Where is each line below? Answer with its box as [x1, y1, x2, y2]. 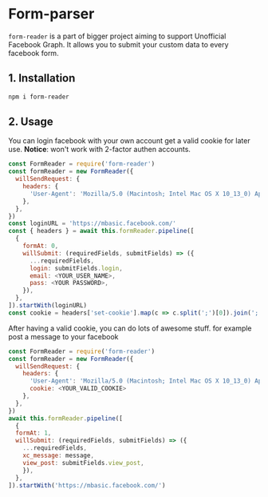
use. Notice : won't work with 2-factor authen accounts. [8, 145, 191, 154]
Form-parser [8, 5, 95, 23]
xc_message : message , [22, 451, 94, 460]
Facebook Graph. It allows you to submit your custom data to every [8, 39, 229, 49]
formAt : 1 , [15, 429, 52, 437]
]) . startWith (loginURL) [8, 302, 88, 310]
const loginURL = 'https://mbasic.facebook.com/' [8, 219, 177, 228]
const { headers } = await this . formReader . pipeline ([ [8, 227, 195, 235]
